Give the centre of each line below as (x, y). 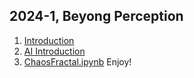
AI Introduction (54, 51)
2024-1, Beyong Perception (96, 16)
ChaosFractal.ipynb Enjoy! (77, 61)
